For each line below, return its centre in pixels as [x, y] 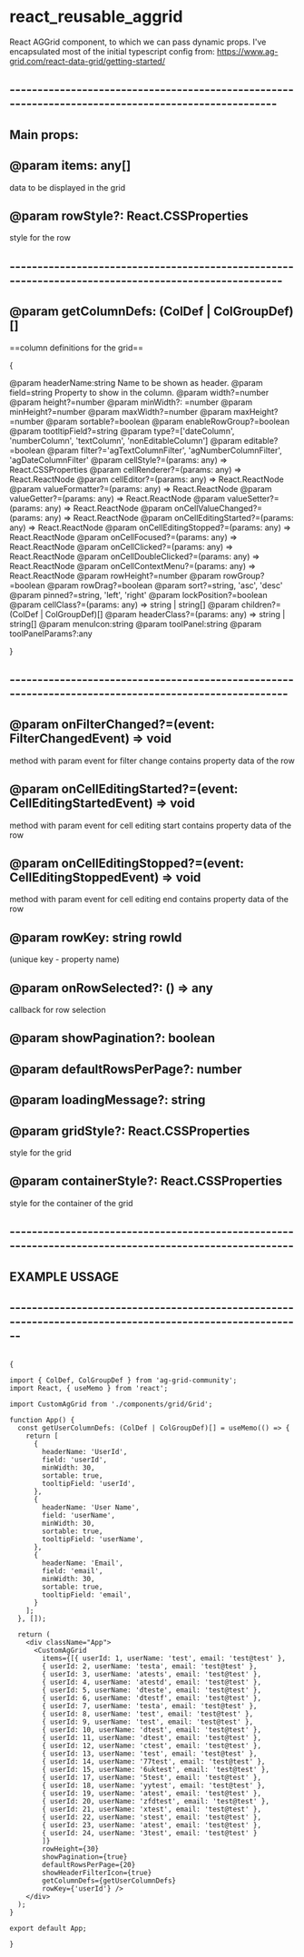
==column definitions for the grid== [76, 348]
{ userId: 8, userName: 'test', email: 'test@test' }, [148, 1714]
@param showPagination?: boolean [113, 1038]
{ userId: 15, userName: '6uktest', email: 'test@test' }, [156, 1770]
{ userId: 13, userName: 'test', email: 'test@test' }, [150, 1754]
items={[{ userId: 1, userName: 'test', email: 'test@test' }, [164, 1658]
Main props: [44, 135]
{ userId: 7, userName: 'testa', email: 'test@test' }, [150, 1706]
